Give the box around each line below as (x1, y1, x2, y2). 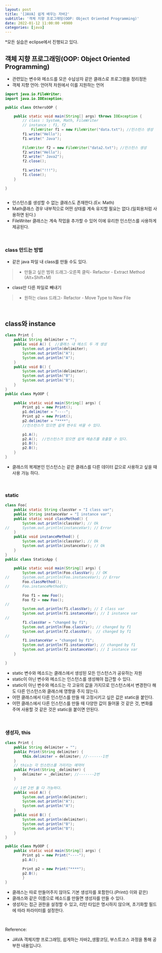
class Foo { (5, 503, 27, 508)
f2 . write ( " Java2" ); (22, 154, 64, 159)
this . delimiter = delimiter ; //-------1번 (22, 754, 109, 759)
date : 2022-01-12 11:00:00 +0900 (5, 20, 73, 26)
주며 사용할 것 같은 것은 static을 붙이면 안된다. (12, 706, 99, 712)
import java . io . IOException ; (5, 96, 64, 101)
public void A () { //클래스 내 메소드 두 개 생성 (14, 342, 107, 347)
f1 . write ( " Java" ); (22, 136, 62, 141)
